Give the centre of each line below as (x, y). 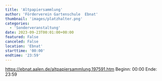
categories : (17, 23)
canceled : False (22, 42)
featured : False (22, 37)
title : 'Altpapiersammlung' (34, 10)
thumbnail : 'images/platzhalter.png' (44, 19)
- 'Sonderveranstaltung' (35, 28)
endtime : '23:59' (23, 55)
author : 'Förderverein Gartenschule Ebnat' (52, 14)
